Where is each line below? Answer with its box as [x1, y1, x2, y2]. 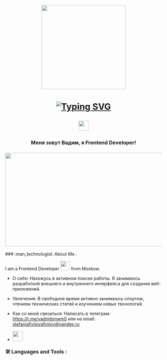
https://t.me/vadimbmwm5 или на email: [12, 316, 95, 322]
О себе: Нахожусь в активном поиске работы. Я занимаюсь [12, 275, 140, 281]
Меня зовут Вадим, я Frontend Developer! [30, 139, 137, 146]
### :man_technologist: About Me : [5, 251, 77, 257]
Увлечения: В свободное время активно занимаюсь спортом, [12, 296, 144, 302]
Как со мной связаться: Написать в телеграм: [12, 311, 111, 317]
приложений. [12, 286, 41, 292]
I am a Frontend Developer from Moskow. [5, 266, 100, 272]
